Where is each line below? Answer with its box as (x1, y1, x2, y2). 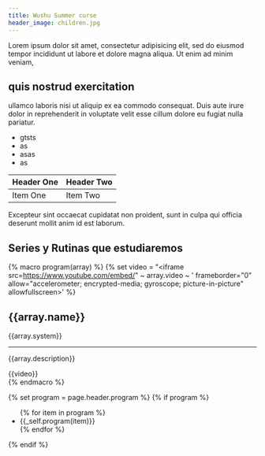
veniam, (8, 57, 34, 67)
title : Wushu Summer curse (8, 11, 97, 20)
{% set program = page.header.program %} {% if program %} (8, 392, 210, 402)
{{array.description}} (8, 354, 76, 363)
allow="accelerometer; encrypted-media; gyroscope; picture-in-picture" (8, 279, 244, 288)
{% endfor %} (19, 424, 65, 434)
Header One (12, 176, 59, 187)
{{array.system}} (8, 331, 62, 340)
